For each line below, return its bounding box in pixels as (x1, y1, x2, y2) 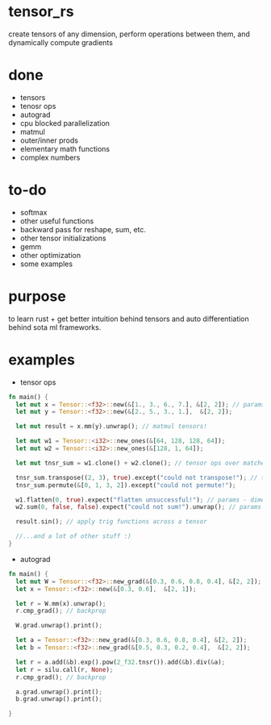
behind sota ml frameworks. (8, 322, 102, 332)
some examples (19, 259, 73, 269)
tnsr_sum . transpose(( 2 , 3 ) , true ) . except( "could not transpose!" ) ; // (15, 473, 258, 481)
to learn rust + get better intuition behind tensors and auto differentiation (8, 314, 250, 323)
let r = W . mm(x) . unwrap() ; (15, 599, 106, 607)
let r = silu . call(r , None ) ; (15, 665, 114, 673)
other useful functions (19, 216, 94, 226)
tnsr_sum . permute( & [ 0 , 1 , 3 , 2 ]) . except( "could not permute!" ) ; (15, 481, 236, 490)
